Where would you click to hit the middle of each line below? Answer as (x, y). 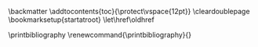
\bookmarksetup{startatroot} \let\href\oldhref (81, 20)
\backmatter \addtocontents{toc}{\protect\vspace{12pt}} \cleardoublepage (129, 11)
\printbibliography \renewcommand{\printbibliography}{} (100, 35)
